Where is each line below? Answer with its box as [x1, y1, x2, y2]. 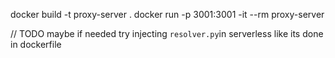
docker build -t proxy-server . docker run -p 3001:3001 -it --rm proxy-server [10, 9, 325, 20]
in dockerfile [10, 39, 62, 50]
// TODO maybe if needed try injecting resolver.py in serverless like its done [10, 28, 324, 39]
